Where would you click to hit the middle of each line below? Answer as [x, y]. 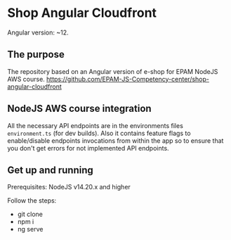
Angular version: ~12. [38, 32]
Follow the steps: [32, 201]
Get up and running [50, 170]
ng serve [30, 229]
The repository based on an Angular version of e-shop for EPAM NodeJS [113, 71]
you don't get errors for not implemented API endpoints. [88, 148]
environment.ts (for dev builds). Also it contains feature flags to [99, 133]
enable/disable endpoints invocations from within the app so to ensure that [115, 140]
